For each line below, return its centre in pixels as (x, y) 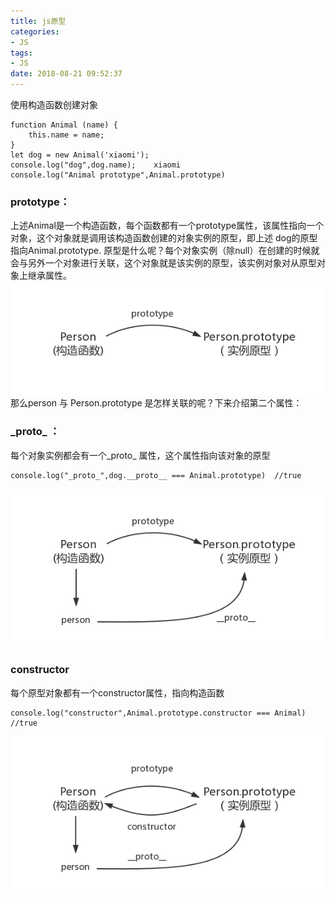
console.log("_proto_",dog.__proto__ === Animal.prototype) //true (156, 475)
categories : (35, 31)
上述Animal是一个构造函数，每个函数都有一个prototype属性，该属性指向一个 (167, 226)
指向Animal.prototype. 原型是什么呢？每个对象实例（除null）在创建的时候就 (165, 251)
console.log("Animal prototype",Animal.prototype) (118, 175)
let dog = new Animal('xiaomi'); (80, 155)
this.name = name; (66, 135)
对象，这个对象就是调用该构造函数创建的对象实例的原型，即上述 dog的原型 (164, 238)
